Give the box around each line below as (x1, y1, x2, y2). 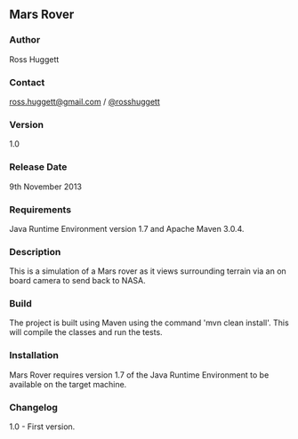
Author (9, 34, 41, 46)
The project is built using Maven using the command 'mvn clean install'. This (9, 317, 289, 328)
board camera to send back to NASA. (9, 275, 146, 286)
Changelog (9, 401, 58, 413)
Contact (9, 76, 45, 88)
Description (9, 245, 61, 258)
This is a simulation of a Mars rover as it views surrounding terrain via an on (9, 266, 286, 276)
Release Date (9, 161, 68, 173)
